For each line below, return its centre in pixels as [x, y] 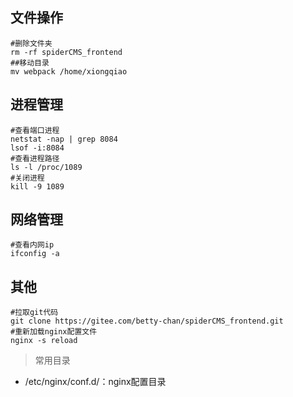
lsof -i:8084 [37, 148]
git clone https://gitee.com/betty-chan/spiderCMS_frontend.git [147, 321]
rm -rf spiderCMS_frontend [66, 52]
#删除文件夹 [31, 43]
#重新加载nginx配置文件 [54, 332]
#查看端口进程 [35, 130]
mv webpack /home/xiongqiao [69, 71]
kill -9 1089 [37, 186]
